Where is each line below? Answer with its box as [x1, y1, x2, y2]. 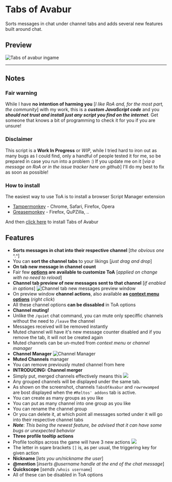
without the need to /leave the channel [12, 318, 95, 324]
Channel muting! [12, 307, 50, 313]
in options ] [12, 285, 36, 291]
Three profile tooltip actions [12, 433, 74, 439]
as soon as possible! [5, 169, 49, 175]
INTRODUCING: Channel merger [12, 367, 83, 373]
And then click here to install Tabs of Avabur [5, 219, 99, 225]
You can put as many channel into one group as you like [12, 400, 131, 406]
